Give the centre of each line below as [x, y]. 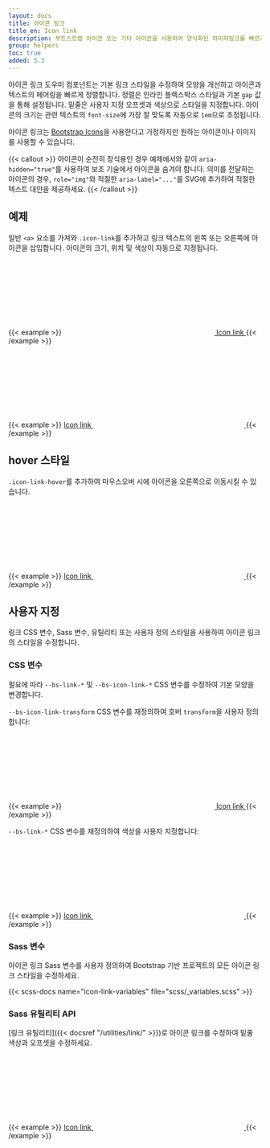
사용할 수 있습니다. [45, 141]
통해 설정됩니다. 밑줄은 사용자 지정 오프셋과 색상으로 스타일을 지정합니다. [130, 105]
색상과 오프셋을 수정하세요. [50, 1043]
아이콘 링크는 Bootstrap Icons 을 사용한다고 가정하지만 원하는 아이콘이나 [121, 131]
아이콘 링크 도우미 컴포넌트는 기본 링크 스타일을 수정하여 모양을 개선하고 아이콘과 [135, 84]
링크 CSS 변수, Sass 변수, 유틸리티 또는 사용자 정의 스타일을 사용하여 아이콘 [127, 633]
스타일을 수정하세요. [48, 975]
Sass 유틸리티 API [42, 1014]
